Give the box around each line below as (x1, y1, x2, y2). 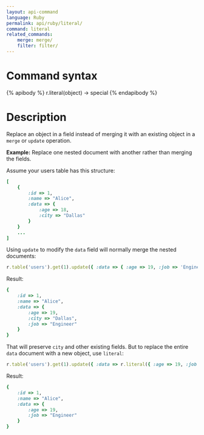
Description (6, 111, 67, 124)
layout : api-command (6, 9, 59, 15)
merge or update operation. (6, 137, 72, 144)
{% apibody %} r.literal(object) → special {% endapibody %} (6, 89, 158, 96)
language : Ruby (6, 15, 45, 21)
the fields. (6, 155, 32, 162)
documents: (6, 253, 36, 260)
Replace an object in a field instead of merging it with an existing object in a (6, 130, 195, 137)
